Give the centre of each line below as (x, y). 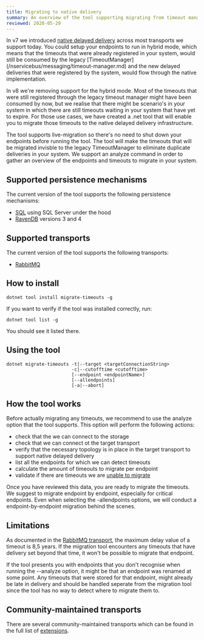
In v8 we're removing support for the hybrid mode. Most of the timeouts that (102, 91)
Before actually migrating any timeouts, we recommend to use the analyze (99, 419)
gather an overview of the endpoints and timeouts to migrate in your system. (102, 161)
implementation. (26, 79)
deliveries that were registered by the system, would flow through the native (101, 73)
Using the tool (33, 350)
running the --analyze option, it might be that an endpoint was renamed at (99, 571)
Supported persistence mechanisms (77, 180)
